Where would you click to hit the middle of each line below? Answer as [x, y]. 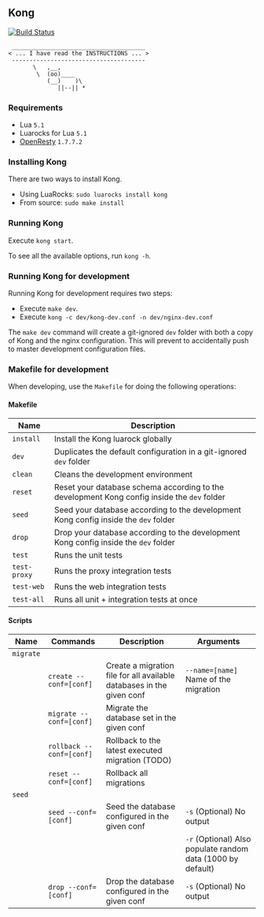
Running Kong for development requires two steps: [90, 293]
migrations [125, 782]
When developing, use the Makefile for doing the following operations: [122, 386]
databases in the [136, 685]
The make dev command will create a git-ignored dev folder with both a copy [131, 332]
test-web [28, 586]
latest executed [134, 750]
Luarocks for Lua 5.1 [53, 133]
